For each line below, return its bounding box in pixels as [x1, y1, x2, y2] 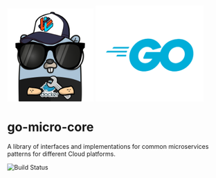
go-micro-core [7, 120, 94, 135]
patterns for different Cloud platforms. [7, 149, 116, 158]
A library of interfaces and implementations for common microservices [7, 142, 209, 150]
